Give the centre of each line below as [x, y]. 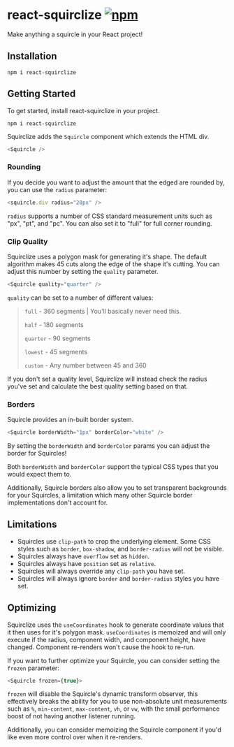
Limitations [32, 524]
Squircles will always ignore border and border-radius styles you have [118, 578]
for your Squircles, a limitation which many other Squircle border [100, 495]
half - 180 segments [54, 324]
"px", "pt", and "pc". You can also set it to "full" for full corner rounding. [110, 223]
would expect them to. [39, 474]
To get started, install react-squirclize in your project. [83, 110]
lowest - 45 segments [56, 351]
